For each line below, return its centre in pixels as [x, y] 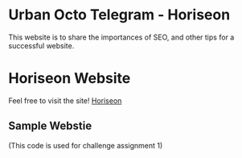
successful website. [41, 45]
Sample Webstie [50, 126]
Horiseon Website [70, 79]
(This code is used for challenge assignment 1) [86, 145]
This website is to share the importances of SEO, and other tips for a [121, 37]
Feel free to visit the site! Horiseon [65, 100]
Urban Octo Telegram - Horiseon [119, 15]
